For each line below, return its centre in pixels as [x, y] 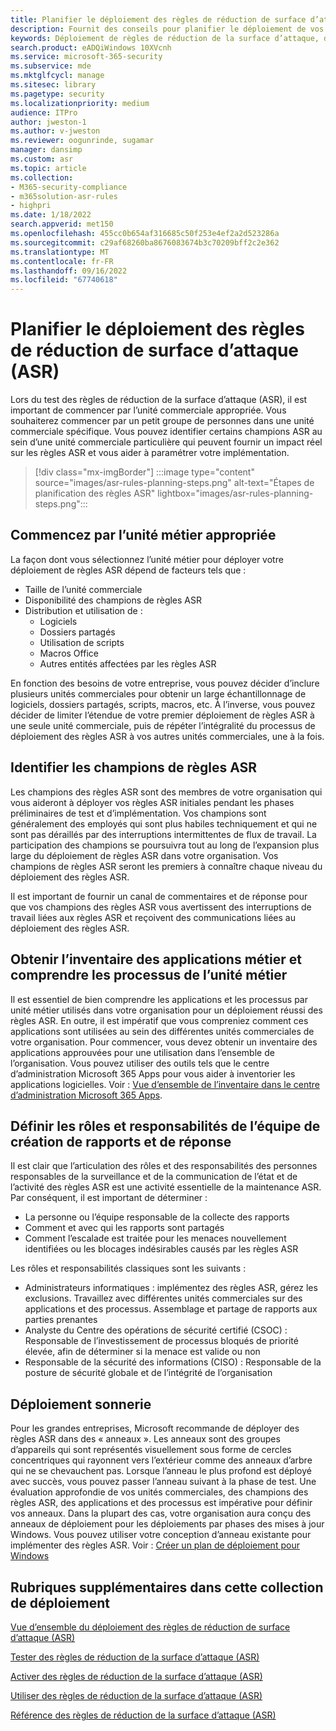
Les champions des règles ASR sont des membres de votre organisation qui [166, 792]
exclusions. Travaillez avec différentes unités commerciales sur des [163, 1298]
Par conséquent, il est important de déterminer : [109, 1198]
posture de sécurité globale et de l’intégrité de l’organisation [148, 1373]
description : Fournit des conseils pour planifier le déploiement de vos [167, 29]
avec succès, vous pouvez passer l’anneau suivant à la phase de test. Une [163, 1482]
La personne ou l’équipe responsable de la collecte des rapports [157, 1217]
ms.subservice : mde [51, 66]
